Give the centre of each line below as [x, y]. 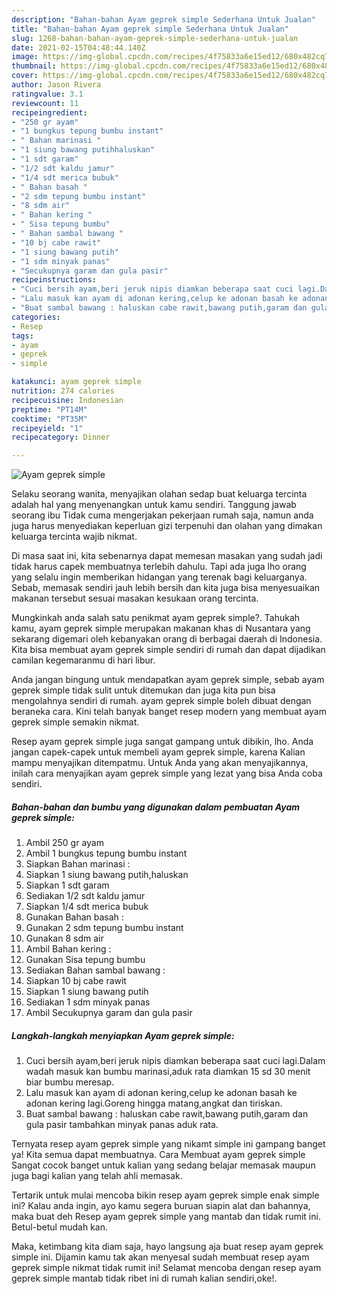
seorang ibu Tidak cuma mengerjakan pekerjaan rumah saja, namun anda [162, 515]
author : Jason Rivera [56, 85]
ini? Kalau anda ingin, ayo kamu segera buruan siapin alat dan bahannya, [161, 1206]
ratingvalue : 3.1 [47, 94]
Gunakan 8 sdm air [64, 938]
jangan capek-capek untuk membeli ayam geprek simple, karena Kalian [158, 752]
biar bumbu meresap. [70, 1082]
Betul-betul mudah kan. [59, 1227]
